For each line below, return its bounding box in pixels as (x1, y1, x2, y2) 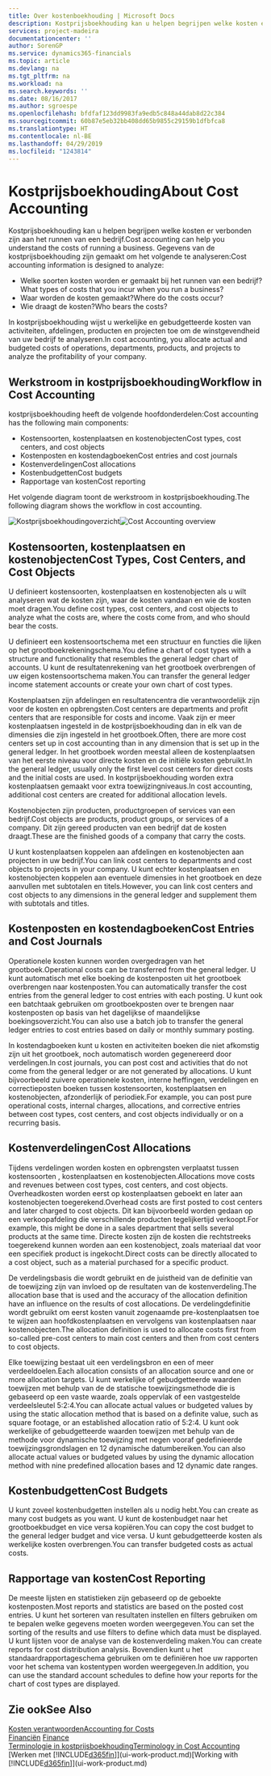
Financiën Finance (8, 1732, 70, 1742)
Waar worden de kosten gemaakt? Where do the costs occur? (19, 293, 224, 303)
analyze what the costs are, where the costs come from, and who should (8, 612, 250, 622)
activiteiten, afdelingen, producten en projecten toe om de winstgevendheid (8, 326, 261, 336)
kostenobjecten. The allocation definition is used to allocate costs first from (8, 1324, 256, 1334)
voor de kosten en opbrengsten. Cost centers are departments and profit (8, 704, 248, 713)
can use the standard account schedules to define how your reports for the (8, 1671, 258, 1681)
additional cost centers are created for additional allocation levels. (8, 789, 227, 799)
